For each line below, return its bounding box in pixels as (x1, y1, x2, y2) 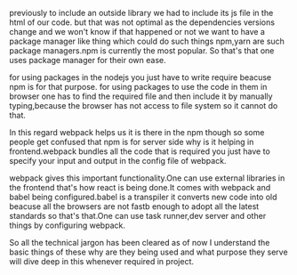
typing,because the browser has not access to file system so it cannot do (9, 101, 278, 110)
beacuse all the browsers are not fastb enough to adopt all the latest (9, 201, 260, 212)
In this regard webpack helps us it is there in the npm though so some (9, 127, 265, 137)
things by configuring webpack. (9, 220, 126, 231)
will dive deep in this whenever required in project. (9, 256, 194, 266)
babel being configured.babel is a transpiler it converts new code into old (9, 191, 277, 202)
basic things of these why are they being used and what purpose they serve (9, 247, 288, 257)
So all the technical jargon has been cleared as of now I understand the (9, 238, 270, 247)
